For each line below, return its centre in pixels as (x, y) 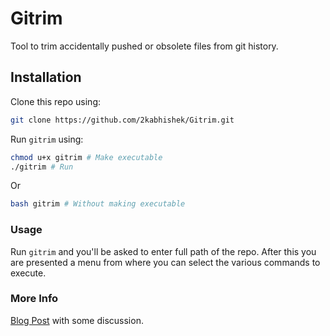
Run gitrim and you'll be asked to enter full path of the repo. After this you (163, 251)
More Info (34, 299)
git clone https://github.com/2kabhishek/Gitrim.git (122, 120)
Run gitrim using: (47, 139)
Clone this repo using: (56, 101)
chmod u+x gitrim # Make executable (86, 157)
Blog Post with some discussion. (77, 320)
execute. (28, 273)
